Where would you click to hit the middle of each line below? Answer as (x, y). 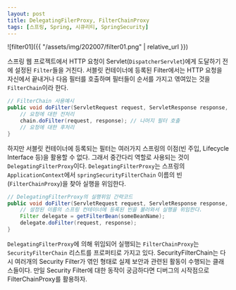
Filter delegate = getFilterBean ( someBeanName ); (93, 216)
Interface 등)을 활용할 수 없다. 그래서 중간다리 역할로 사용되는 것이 (98, 157)
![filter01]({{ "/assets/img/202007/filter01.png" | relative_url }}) (98, 47)
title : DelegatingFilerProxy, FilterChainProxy (79, 20)
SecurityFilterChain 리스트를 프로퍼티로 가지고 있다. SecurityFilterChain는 (113, 252)
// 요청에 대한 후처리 (47, 127)
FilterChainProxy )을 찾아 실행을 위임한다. (68, 183)
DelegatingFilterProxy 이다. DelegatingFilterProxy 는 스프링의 (96, 165)
